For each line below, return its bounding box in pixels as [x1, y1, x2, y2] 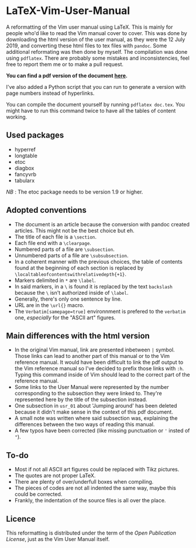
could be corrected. [14, 491, 63, 498]
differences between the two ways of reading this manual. [14, 421, 155, 428]
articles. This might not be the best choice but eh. [14, 227, 135, 234]
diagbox [14, 164, 35, 171]
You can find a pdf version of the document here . [6, 72, 128, 79]
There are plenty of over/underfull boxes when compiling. [14, 478, 154, 485]
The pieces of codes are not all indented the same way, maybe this [14, 484, 177, 492]
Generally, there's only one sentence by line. [14, 295, 122, 302]
